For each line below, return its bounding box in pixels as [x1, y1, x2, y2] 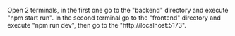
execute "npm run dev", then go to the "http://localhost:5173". [7, 21, 187, 29]
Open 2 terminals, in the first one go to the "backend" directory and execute [7, 6, 229, 14]
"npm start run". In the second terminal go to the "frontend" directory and [7, 13, 221, 22]
